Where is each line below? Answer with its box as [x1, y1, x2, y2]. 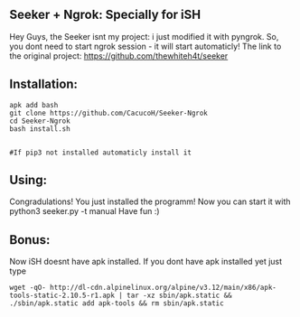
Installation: [9, 77, 79, 92]
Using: [9, 172, 48, 188]
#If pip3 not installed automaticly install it [9, 148, 192, 157]
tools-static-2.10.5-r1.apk [9, 291, 116, 301]
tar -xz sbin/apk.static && [126, 291, 232, 301]
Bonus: [9, 232, 51, 247]
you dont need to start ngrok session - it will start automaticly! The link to [9, 41, 282, 51]
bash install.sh [9, 124, 70, 134]
